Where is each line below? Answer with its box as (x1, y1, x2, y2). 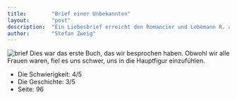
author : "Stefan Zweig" (7, 29, 97, 37)
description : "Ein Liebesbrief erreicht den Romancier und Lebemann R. (7, 23, 226, 30)
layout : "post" (7, 17, 71, 24)
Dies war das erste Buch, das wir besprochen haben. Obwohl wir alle (29, 49, 230, 58)
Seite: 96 (17, 85, 44, 93)
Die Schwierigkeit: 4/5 (17, 70, 83, 79)
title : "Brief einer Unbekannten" (7, 10, 131, 18)
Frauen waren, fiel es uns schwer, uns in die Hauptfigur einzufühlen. (7, 57, 206, 65)
